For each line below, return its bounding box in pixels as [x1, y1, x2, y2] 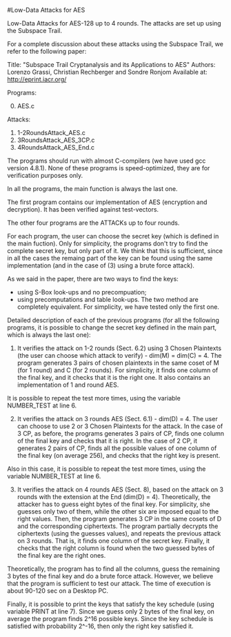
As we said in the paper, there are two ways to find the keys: [7, 275, 179, 283]
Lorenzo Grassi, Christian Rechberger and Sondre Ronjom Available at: [7, 68, 208, 76]
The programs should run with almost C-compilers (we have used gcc [7, 156, 206, 165]
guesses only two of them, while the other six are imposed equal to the [17, 507, 219, 516]
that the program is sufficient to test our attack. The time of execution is [7, 579, 212, 587]
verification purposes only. [7, 172, 83, 179]
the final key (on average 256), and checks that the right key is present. [17, 452, 221, 459]
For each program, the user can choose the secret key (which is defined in [7, 232, 219, 240]
